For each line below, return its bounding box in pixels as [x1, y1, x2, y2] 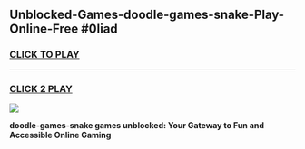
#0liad [80, 22, 118, 37]
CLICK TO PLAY [9, 49, 80, 61]
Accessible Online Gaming [9, 129, 112, 140]
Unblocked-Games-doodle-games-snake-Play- [9, 7, 284, 23]
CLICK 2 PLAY [9, 82, 73, 95]
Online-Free [9, 22, 79, 37]
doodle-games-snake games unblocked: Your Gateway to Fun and [9, 119, 265, 130]
